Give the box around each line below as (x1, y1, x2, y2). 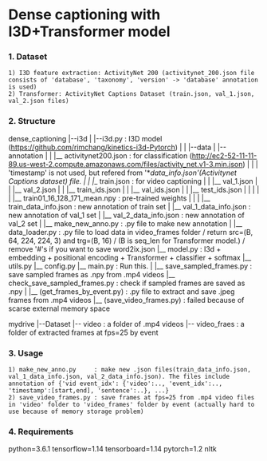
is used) (8, 83, 37, 91)
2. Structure (8, 116, 56, 127)
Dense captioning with (8, 6, 161, 24)
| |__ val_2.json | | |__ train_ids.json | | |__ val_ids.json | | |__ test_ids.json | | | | (8, 185, 260, 194)
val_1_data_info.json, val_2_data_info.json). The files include (8, 373, 230, 381)
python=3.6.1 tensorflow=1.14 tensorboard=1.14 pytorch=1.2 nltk (8, 444, 217, 454)
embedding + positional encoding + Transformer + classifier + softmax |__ (8, 252, 252, 262)
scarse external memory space (8, 304, 110, 313)
